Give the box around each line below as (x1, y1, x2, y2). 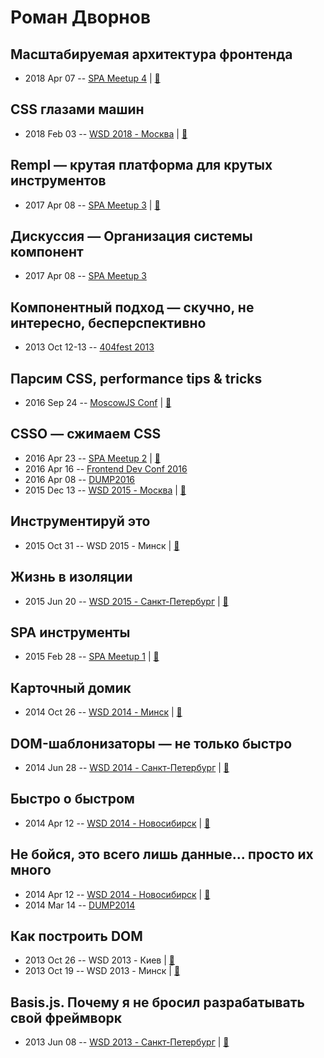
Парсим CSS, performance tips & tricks (10, 370, 263, 387)
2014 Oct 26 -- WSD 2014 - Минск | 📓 (24, 706, 183, 718)
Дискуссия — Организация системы (10, 228, 253, 245)
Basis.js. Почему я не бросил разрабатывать (10, 994, 305, 1011)
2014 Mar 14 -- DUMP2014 (24, 899, 136, 911)
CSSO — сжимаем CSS (10, 426, 162, 443)
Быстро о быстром (10, 791, 135, 808)
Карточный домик (10, 679, 132, 696)
